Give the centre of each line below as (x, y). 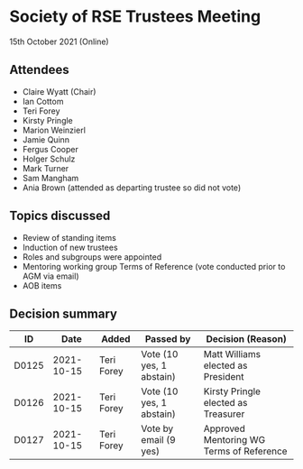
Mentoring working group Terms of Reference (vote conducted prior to (154, 266)
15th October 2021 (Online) (60, 41)
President (224, 377)
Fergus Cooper (50, 149)
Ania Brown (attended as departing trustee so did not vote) (132, 188)
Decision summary (63, 313)
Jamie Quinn (46, 139)
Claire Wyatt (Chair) (59, 91)
